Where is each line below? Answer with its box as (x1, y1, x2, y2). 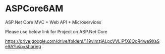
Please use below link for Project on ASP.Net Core (5, 28, 108, 34)
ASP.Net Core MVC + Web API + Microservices (5, 19, 102, 25)
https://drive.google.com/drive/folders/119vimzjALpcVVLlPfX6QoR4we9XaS (5, 38, 160, 44)
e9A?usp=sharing (5, 43, 41, 49)
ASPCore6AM (5, 3, 63, 14)
